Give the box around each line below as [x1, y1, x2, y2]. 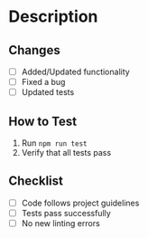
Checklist [8, 174, 64, 189]
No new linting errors [21, 217, 100, 228]
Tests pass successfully [21, 207, 112, 218]
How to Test [8, 113, 78, 129]
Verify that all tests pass [21, 148, 112, 157]
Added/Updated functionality [21, 66, 130, 77]
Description [8, 6, 98, 27]
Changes [8, 43, 60, 58]
